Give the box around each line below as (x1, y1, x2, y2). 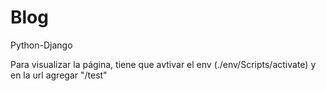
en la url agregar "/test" (10, 69, 108, 81)
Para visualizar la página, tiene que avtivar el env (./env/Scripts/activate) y (10, 58, 317, 70)
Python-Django (10, 39, 73, 51)
